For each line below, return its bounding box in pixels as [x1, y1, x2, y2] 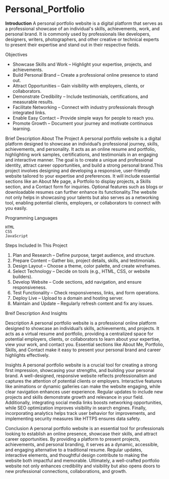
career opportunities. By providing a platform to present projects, [5, 436, 140, 442]
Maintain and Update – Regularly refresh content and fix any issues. [12, 300, 154, 306]
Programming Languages [5, 215, 58, 221]
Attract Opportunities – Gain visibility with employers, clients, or [12, 82, 145, 89]
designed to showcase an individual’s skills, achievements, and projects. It [5, 325, 160, 331]
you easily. [5, 205, 28, 211]
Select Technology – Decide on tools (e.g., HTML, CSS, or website [12, 268, 150, 274]
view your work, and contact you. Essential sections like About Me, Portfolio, [5, 341, 164, 347]
